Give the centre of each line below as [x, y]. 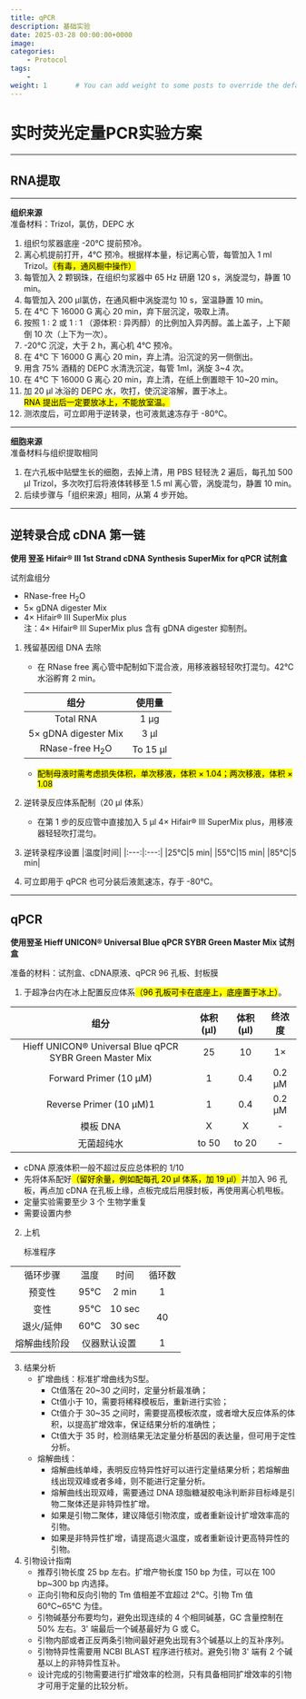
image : [23, 43]
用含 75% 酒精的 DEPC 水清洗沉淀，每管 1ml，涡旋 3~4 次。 [136, 368]
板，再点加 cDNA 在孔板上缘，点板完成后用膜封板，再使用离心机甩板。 [156, 1190]
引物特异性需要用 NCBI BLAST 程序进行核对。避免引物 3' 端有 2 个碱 [165, 1651]
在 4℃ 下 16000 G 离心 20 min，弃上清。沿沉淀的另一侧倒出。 [140, 357]
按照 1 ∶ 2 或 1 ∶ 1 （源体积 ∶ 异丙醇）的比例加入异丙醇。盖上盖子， [145, 323]
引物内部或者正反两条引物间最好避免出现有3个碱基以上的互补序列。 [163, 1640]
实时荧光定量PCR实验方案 [106, 133]
